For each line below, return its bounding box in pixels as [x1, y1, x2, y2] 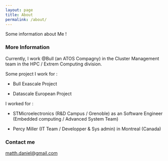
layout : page [5, 7, 33, 13]
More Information [5, 44, 50, 51]
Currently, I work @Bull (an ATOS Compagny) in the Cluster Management [5, 55, 160, 61]
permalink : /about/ [5, 17, 47, 22]
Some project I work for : [5, 71, 58, 77]
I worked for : [5, 100, 34, 106]
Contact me [5, 139, 35, 146]
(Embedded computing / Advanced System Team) [12, 116, 119, 122]
